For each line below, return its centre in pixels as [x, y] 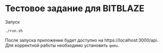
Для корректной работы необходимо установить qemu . [62, 45]
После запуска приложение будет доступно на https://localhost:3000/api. [81, 40]
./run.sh [14, 31]
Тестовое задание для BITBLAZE [75, 9]
